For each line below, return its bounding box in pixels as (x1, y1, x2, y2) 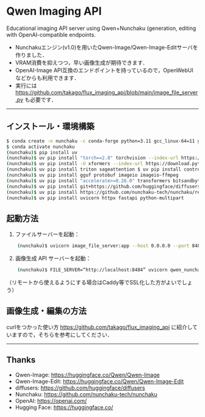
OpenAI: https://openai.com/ (15, 397, 87, 404)
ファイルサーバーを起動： (15, 231, 80, 238)
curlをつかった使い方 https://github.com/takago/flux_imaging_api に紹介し (6, 323, 193, 331)
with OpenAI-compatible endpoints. (6, 31, 96, 38)
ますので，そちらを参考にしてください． (11, 331, 113, 338)
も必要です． (24, 96, 57, 103)
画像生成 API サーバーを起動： (15, 255, 92, 262)
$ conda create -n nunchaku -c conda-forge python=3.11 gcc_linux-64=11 (6, 138, 195, 144)
